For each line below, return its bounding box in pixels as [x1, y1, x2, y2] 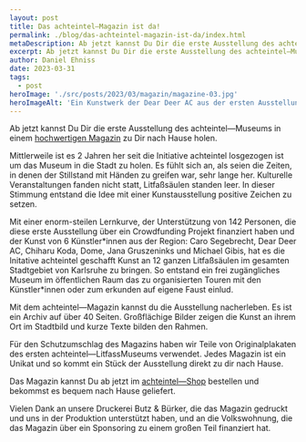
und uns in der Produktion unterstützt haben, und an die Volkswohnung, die [9, 413, 293, 424]
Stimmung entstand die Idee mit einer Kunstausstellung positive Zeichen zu [9, 189, 292, 200]
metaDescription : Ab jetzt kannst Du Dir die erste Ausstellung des [9, 38, 275, 48]
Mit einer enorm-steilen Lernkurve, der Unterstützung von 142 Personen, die [9, 216, 297, 228]
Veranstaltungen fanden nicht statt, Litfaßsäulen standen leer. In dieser [9, 180, 276, 190]
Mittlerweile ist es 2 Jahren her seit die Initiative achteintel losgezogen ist [9, 150, 284, 161]
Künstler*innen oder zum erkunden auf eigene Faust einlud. [9, 284, 234, 295]
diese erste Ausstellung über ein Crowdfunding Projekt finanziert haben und [9, 226, 295, 237]
